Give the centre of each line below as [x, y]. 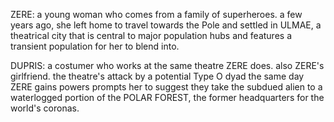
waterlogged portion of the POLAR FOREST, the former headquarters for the [167, 97]
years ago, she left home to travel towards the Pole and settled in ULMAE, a [166, 25]
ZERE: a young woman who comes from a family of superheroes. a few [156, 14]
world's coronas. [45, 108]
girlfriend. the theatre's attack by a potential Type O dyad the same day [157, 76]
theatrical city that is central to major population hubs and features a [151, 35]
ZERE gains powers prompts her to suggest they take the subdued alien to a [166, 87]
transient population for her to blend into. [95, 46]
